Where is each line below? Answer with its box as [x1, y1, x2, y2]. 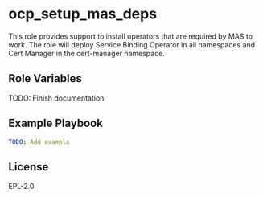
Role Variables [8, 72, 82, 85]
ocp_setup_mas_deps [8, 5, 158, 23]
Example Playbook [8, 117, 103, 130]
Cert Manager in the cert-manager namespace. [8, 48, 165, 58]
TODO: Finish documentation [8, 93, 105, 103]
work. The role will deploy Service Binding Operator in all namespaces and [8, 39, 256, 49]
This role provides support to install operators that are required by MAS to [8, 31, 253, 41]
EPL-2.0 [8, 182, 35, 191]
